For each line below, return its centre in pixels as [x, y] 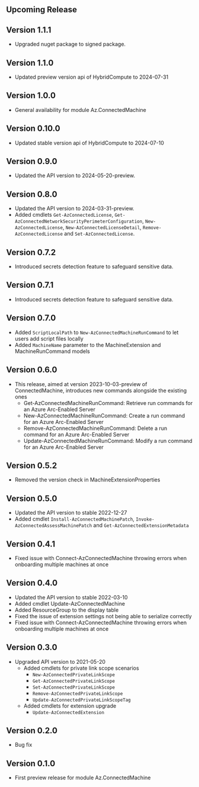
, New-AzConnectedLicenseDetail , [102, 227]
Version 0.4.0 [32, 583]
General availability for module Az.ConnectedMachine [80, 110]
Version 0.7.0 [31, 318]
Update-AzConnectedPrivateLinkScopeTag [82, 700]
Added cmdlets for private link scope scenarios [81, 668]
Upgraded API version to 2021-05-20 [60, 661]
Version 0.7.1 [30, 285]
